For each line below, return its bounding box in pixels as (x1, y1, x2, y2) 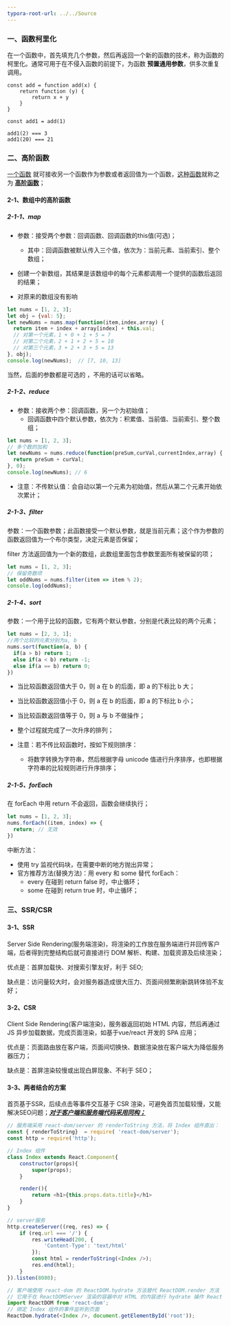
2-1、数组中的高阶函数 (7, 195, 71, 203)
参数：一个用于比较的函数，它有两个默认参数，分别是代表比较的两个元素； (7, 617, 218, 626)
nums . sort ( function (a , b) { (7, 643, 88, 650)
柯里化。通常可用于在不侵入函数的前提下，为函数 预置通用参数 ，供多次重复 (7, 59, 220, 67)
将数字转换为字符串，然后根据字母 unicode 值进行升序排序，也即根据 (27, 755, 223, 764)
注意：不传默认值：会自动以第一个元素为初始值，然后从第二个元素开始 (16, 482, 217, 490)
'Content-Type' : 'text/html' (43, 1242, 128, 1250)
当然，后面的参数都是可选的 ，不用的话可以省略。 (7, 371, 148, 379)
